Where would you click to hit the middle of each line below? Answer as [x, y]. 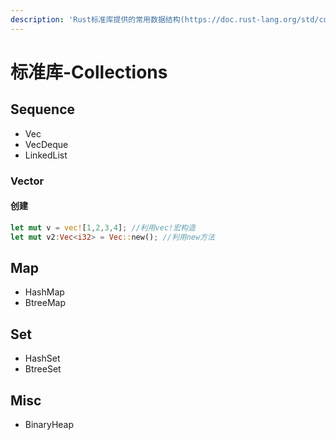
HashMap [44, 292]
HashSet [42, 358]
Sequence [43, 109]
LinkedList [46, 155]
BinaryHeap [49, 424]
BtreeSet [43, 369]
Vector [27, 181]
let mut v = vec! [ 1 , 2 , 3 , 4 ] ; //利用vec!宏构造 [103, 227]
